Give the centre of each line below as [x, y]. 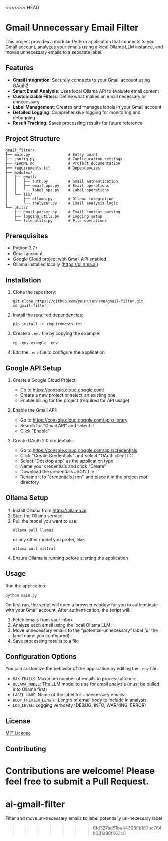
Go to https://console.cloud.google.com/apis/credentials [78, 450]
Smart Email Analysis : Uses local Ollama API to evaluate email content [86, 91]
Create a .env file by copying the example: [56, 333]
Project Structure [33, 139]
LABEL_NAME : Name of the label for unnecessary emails [68, 695]
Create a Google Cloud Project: [45, 380]
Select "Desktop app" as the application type [67, 461]
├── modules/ [19, 172]
